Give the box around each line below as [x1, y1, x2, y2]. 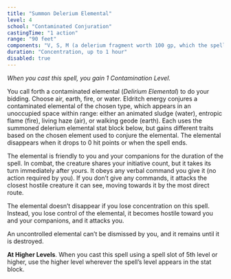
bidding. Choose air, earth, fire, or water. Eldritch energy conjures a [7, 94, 198, 103]
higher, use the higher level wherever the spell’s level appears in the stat [7, 258, 212, 266]
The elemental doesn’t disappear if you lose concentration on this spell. [7, 201, 210, 210]
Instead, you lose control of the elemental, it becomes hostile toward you [7, 209, 213, 217]
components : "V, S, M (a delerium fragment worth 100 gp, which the [7, 42, 208, 49]
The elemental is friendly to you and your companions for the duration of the [7, 152, 224, 160]
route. [7, 188, 24, 196]
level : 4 [7, 17, 32, 23]
